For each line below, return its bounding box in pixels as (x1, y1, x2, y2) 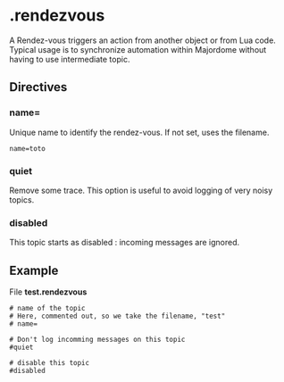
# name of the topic (9, 304, 87, 313)
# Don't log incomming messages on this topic (9, 336, 186, 345)
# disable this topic (9, 359, 90, 368)
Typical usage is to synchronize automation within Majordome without (9, 44, 267, 54)
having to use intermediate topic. (9, 54, 130, 64)
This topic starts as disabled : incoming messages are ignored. (9, 237, 240, 248)
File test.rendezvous (9, 286, 88, 297)
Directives (9, 79, 68, 95)
